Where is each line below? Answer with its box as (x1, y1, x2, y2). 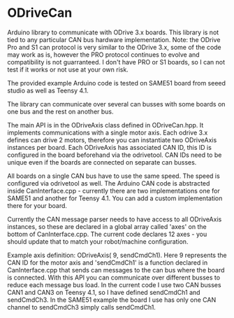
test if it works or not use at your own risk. (7, 65, 129, 74)
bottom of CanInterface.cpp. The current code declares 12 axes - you (7, 230, 207, 238)
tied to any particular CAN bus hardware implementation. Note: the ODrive (7, 35, 221, 43)
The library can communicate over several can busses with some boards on (7, 99, 226, 108)
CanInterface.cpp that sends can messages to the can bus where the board (7, 265, 225, 274)
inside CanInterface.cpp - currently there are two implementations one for (7, 186, 220, 195)
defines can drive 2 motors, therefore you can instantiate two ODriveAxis (7, 135, 217, 144)
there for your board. (7, 201, 68, 209)
